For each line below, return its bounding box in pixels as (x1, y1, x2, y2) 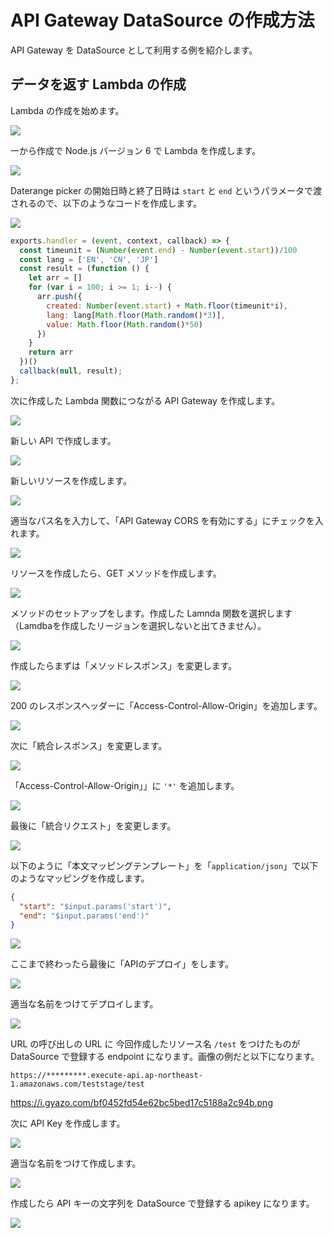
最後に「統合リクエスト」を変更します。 (10, 819, 177, 831)
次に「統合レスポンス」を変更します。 (10, 739, 168, 751)
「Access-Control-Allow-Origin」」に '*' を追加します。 (10, 779, 240, 791)
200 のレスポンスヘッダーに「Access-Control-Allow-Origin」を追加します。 (10, 699, 323, 711)
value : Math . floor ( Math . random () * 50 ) (46, 319, 203, 330)
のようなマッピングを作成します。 (10, 872, 150, 884)
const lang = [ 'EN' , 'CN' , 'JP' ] (19, 254, 159, 265)
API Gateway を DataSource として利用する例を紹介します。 (10, 44, 258, 56)
